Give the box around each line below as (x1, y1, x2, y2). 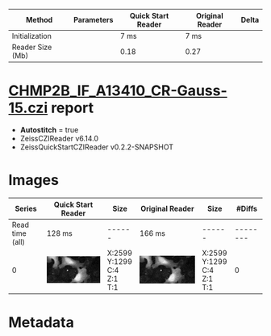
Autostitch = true (19, 125, 79, 135)
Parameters (73, 15, 114, 24)
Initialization (11, 31, 52, 40)
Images (8, 170, 59, 189)
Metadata (8, 313, 74, 332)
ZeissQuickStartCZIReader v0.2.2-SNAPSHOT (19, 142, 174, 152)
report (51, 99, 94, 117)
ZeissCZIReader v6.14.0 (19, 134, 99, 144)
